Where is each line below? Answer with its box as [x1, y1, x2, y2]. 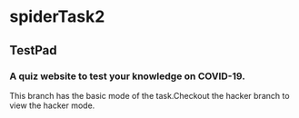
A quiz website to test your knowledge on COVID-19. [9, 70, 245, 83]
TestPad [9, 43, 57, 58]
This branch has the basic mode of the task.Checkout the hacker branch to [9, 90, 290, 101]
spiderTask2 [9, 6, 105, 27]
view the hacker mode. [9, 100, 95, 111]
